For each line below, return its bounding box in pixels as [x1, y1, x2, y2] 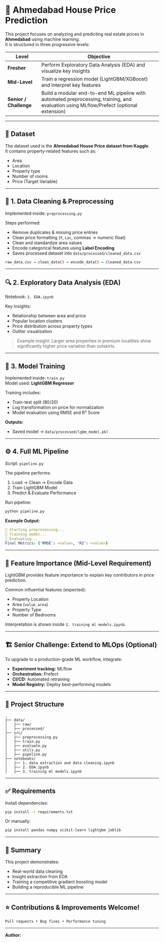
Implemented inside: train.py [5, 375, 65, 381]
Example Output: [5, 517, 40, 524]
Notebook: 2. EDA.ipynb [5, 294, 54, 300]
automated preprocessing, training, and [41, 96, 132, 102]
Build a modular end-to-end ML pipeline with [41, 89, 146, 96]
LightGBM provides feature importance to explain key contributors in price [5, 572, 155, 578]
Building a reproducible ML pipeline [12, 884, 84, 890]
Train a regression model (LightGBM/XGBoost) [41, 76, 148, 82]
